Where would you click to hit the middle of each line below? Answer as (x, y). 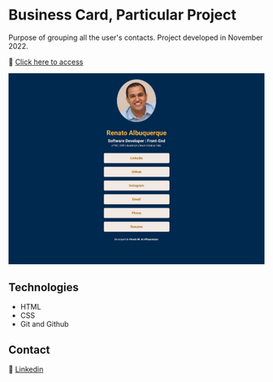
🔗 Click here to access (46, 62)
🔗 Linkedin (26, 369)
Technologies (44, 287)
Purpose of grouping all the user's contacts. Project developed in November (136, 37)
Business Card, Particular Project (123, 15)
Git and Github (44, 324)
